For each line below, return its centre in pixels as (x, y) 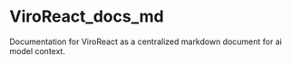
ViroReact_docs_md (87, 17)
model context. (38, 50)
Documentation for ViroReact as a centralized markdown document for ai (146, 41)
